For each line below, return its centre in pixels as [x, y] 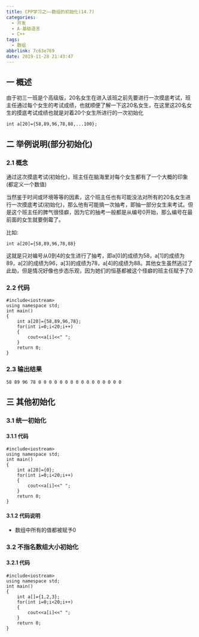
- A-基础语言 [26, 29]
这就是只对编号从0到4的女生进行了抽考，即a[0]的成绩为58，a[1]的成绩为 [96, 256]
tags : [13, 40]
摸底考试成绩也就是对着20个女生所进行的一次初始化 [80, 113]
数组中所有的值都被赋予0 [45, 530]
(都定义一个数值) [27, 184]
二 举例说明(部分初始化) [49, 144]
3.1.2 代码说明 [23, 515]
